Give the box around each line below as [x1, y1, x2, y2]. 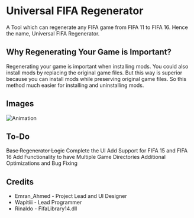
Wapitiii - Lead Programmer [14, 199, 82, 206]
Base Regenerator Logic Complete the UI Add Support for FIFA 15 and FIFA [6, 147, 188, 154]
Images [6, 99, 34, 109]
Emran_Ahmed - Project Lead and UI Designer [14, 193, 127, 200]
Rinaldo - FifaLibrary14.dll [14, 205, 77, 212]
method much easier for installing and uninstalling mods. [6, 82, 144, 89]
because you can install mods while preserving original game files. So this [6, 75, 187, 82]
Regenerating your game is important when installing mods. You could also [6, 63, 189, 70]
